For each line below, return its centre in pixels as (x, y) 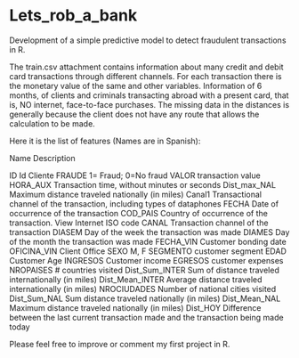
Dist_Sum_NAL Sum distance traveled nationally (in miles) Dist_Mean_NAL (145, 298)
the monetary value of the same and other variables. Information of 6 (136, 85)
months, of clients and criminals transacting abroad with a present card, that (149, 95)
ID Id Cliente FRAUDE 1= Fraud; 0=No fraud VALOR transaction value (135, 175)
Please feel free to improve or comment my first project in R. (120, 344)
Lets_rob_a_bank (73, 16)
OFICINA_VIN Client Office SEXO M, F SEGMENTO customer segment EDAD (148, 251)
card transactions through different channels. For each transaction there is (145, 76)
